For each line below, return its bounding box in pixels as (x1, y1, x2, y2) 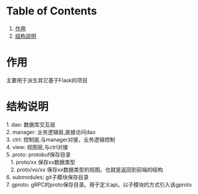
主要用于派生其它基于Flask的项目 (6, 76, 88, 83)
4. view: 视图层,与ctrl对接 (6, 143, 68, 151)
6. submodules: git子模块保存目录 (6, 173, 89, 181)
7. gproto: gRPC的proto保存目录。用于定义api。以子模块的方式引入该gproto (6, 181, 192, 188)
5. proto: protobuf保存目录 (6, 151, 71, 158)
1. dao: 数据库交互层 (6, 121, 56, 128)
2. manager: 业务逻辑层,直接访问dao (6, 128, 96, 136)
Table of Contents (6, 4, 97, 18)
